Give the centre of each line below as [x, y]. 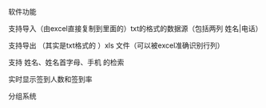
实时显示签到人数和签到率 [50, 79]
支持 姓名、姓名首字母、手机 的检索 [66, 62]
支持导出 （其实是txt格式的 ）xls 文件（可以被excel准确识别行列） [117, 45]
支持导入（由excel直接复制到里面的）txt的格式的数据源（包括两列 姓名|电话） [135, 29]
